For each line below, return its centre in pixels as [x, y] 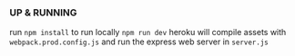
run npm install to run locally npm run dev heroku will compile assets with [148, 33]
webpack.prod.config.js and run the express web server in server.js [139, 42]
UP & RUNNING [43, 13]
